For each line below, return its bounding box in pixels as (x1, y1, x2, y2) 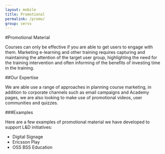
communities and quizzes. (5, 100, 59, 106)
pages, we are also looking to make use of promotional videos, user (5, 95, 142, 101)
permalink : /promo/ (5, 16, 45, 21)
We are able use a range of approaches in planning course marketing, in (5, 84, 152, 90)
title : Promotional (5, 12, 45, 17)
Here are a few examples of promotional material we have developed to (5, 119, 150, 125)
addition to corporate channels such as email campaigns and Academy (5, 89, 149, 95)
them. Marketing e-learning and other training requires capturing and (5, 49, 145, 55)
